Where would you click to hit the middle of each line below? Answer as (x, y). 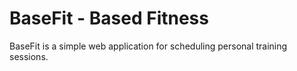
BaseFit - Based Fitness (109, 18)
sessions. (29, 56)
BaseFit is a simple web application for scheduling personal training (148, 46)
